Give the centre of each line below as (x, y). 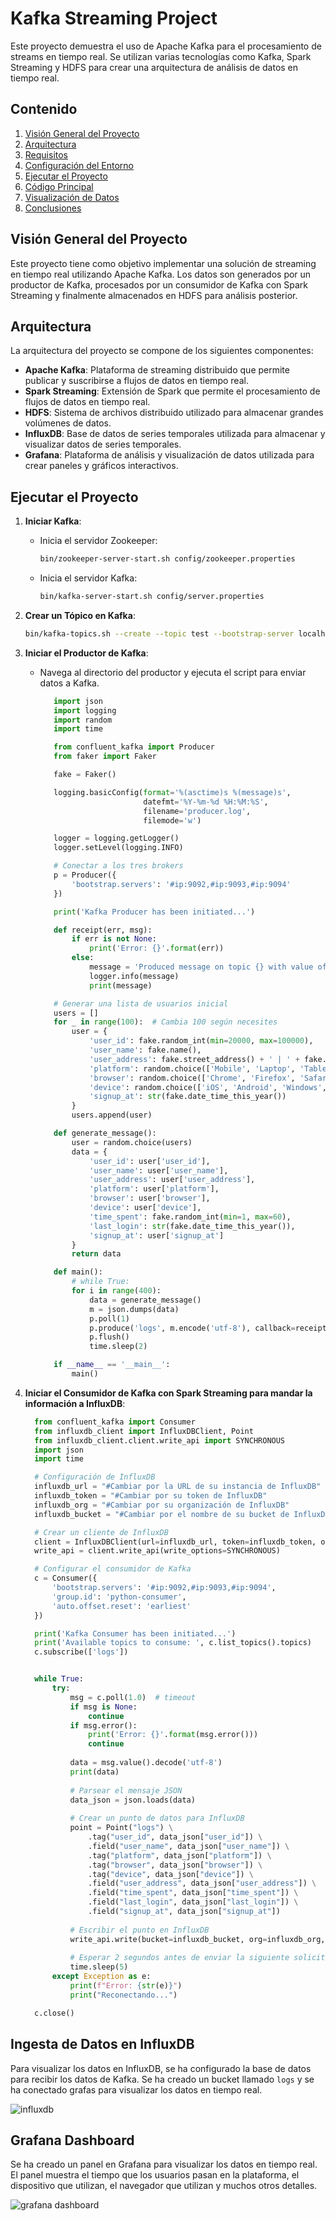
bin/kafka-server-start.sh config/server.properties (152, 597)
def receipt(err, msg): (103, 930)
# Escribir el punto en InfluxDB (139, 1930)
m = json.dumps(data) (134, 1309)
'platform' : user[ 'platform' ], (154, 1189)
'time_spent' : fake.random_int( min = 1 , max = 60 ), (190, 1217)
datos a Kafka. (69, 683)
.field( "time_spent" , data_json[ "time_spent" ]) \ (193, 1893)
